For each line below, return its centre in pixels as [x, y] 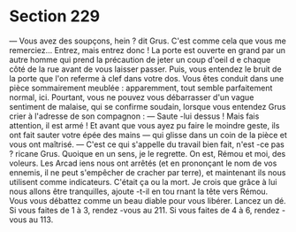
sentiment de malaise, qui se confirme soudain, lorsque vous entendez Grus [148, 106]
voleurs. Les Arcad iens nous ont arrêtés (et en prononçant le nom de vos [143, 163]
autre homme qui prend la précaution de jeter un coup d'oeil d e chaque [140, 59]
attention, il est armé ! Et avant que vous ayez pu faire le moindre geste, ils [144, 125]
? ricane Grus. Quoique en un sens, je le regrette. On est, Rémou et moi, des [148, 153]
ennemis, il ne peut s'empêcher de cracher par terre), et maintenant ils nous [148, 172]
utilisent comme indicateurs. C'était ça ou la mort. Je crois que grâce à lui [143, 182]
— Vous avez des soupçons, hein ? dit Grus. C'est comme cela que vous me [148, 41]
